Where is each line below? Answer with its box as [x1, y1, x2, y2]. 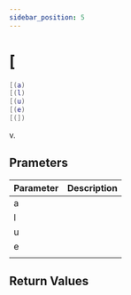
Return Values [9, 274, 89, 289]
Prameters [9, 155, 69, 171]
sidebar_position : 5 [9, 12, 86, 22]
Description [66, 181, 118, 194]
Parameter [13, 181, 59, 194]
